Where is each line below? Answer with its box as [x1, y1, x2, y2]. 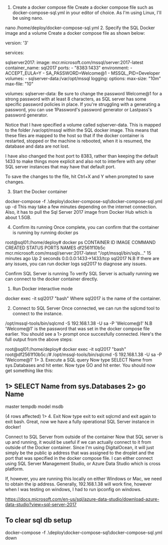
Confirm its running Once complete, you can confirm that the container [12, 224, 159, 230]
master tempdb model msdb [5, 403, 64, 409]
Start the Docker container [12, 189, 68, 195]
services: [5, 50, 24, 55]
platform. [5, 466, 24, 472]
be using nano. [12, 15, 44, 21]
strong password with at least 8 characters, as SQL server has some [5, 96, 146, 102]
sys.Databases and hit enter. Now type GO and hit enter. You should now [5, 362, 155, 368]
